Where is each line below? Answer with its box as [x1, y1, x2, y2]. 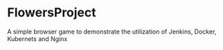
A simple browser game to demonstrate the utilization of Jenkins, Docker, [7, 27, 217, 36]
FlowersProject [7, 5, 97, 21]
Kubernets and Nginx [7, 34, 68, 42]
